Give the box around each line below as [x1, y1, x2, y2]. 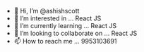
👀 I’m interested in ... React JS [13, 14, 102, 22]
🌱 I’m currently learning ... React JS [13, 22, 117, 30]
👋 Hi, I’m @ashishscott [13, 7, 80, 15]
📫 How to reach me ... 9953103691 [13, 37, 117, 45]
